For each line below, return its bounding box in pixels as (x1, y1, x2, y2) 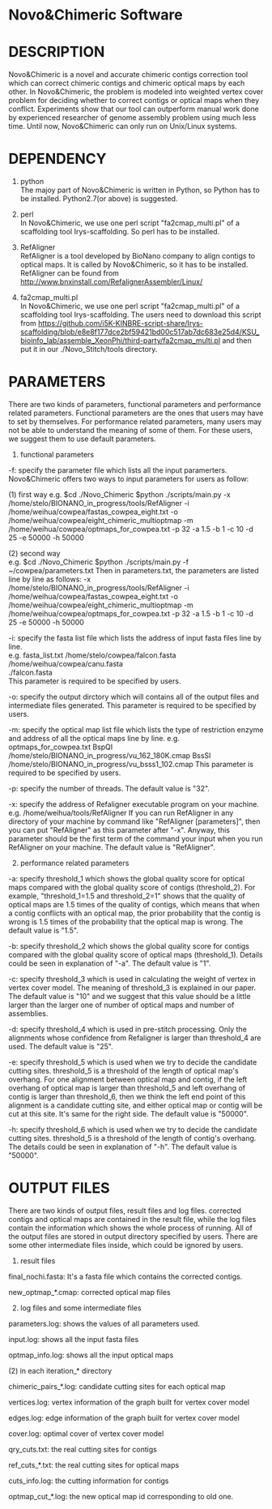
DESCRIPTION (8, 43, 105, 62)
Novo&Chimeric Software (8, 6, 184, 24)
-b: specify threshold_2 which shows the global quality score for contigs (8, 941, 249, 950)
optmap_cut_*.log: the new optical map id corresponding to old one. (8, 1491, 234, 1501)
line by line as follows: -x (8, 574, 91, 584)
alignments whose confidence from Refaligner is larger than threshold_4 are (8, 1033, 261, 1043)
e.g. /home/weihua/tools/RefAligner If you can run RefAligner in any (8, 808, 234, 817)
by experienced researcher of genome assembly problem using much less (8, 113, 257, 122)
